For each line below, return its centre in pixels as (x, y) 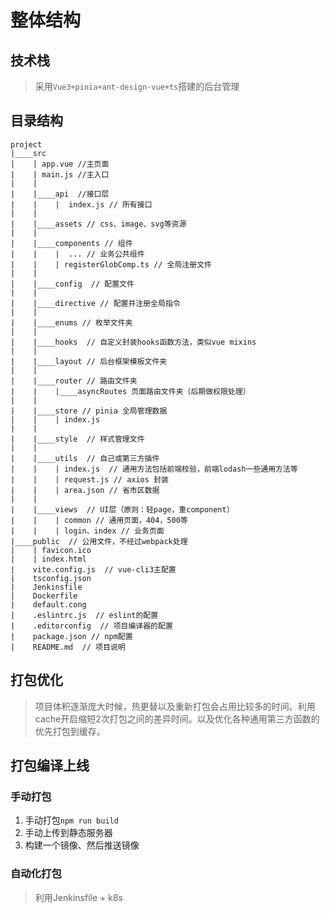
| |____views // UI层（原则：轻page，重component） (122, 509)
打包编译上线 (50, 766)
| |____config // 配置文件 (72, 284)
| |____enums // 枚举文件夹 (71, 322)
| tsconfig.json (51, 578)
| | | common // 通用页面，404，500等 (99, 520)
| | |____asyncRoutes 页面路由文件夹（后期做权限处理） (130, 391)
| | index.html (48, 559)
